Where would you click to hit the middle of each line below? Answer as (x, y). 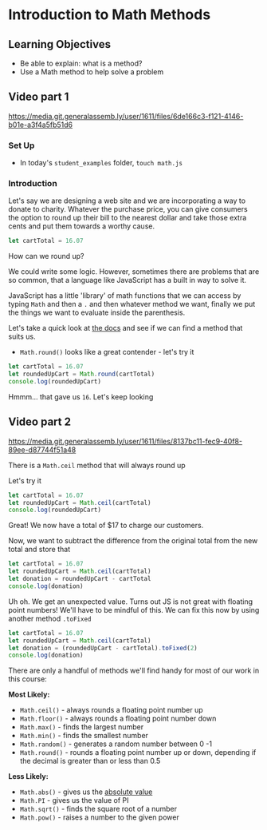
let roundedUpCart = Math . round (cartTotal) (82, 374)
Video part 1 (39, 97)
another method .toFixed (50, 618)
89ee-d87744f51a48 (42, 450)
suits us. (22, 336)
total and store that (39, 550)
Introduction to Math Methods (110, 15)
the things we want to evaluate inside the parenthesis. (97, 312)
